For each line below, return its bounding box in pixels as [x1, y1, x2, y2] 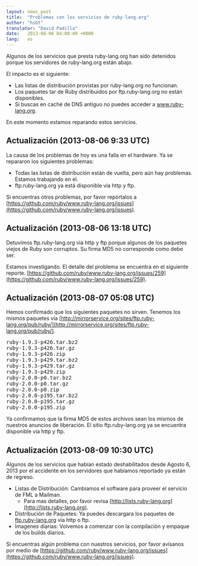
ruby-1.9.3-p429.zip [6, 368, 66, 376]
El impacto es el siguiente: [6, 71, 70, 77]
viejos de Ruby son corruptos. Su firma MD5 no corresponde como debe [6, 245, 183, 252]
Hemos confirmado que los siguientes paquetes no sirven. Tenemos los [6, 309, 181, 316]
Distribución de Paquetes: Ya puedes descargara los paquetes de [14, 510, 174, 517]
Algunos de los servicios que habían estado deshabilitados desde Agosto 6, [6, 461, 191, 468]
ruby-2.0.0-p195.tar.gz [6, 398, 75, 405]
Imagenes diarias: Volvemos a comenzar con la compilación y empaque [14, 523, 190, 530]
